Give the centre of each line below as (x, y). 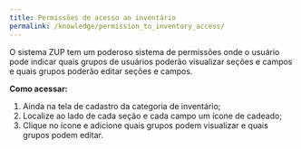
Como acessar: (39, 88)
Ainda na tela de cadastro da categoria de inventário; (121, 106)
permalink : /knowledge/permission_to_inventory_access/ (117, 26)
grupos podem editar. (63, 135)
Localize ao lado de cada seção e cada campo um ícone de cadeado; (152, 116)
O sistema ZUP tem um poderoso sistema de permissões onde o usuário (145, 51)
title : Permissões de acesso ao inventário (93, 18)
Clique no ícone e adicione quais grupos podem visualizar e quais (146, 125)
